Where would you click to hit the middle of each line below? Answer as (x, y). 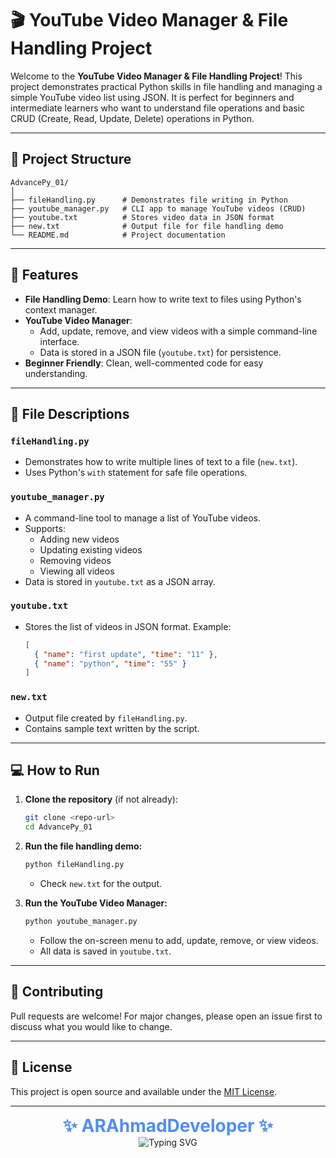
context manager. (61, 309)
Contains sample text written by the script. (112, 728)
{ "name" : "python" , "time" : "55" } (110, 663)
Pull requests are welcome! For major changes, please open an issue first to (166, 1016)
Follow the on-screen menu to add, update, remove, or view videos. (179, 940)
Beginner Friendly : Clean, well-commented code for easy (144, 363)
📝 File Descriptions (70, 413)
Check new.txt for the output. (101, 884)
